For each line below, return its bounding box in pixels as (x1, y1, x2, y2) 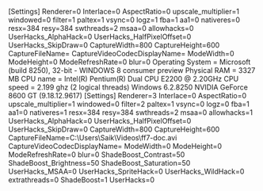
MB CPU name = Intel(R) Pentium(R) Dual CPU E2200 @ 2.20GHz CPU (8, 74, 239, 83)
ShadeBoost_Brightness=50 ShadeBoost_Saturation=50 (8, 159, 191, 167)
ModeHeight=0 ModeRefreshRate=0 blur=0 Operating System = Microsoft (8, 57, 251, 67)
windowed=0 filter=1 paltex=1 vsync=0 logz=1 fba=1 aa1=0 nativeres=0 (8, 15, 240, 25)
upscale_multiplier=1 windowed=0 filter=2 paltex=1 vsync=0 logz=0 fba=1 (8, 99, 250, 109)
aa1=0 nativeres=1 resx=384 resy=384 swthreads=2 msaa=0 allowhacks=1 (8, 108, 253, 117)
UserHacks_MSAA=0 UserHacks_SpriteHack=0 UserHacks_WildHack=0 (8, 166, 245, 176)
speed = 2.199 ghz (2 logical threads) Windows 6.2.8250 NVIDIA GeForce (8, 82, 248, 92)
